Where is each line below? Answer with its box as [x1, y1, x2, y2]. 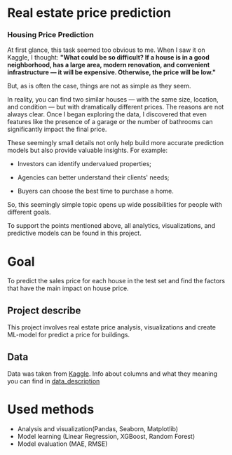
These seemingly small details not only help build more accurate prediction [7, 139, 224, 147]
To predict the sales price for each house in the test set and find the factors [7, 277, 226, 285]
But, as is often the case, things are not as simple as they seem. [7, 82, 191, 90]
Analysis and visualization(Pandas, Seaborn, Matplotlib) [17, 424, 179, 433]
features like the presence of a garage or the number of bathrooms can [7, 118, 213, 126]
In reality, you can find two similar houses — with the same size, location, [7, 95, 219, 104]
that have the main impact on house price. [7, 284, 129, 292]
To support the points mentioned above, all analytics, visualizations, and [7, 222, 216, 230]
